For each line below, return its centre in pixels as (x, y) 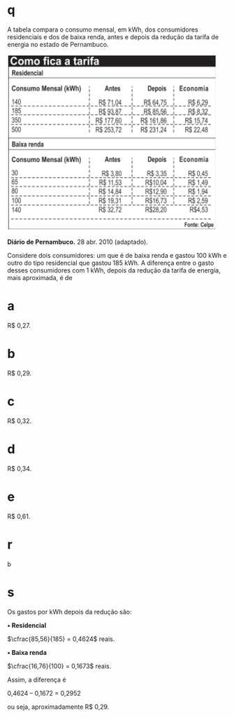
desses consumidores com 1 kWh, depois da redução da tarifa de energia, (114, 270)
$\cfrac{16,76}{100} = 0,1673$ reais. (59, 666)
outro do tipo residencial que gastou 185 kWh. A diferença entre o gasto (111, 263)
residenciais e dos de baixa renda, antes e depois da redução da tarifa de (113, 36)
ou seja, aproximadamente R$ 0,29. (58, 707)
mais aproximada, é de (40, 277)
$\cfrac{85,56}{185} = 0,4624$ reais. (61, 639)
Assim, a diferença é (37, 679)
